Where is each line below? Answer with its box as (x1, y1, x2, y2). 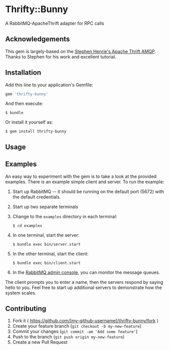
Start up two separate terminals (12, 204, 78, 210)
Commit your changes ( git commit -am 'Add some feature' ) (12, 328, 138, 334)
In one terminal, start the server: (12, 232, 80, 238)
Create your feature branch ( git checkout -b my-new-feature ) (12, 323, 142, 329)
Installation (5, 68, 41, 77)
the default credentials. (12, 193, 61, 200)
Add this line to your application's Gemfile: (5, 82, 93, 88)
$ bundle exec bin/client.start (12, 260, 81, 266)
